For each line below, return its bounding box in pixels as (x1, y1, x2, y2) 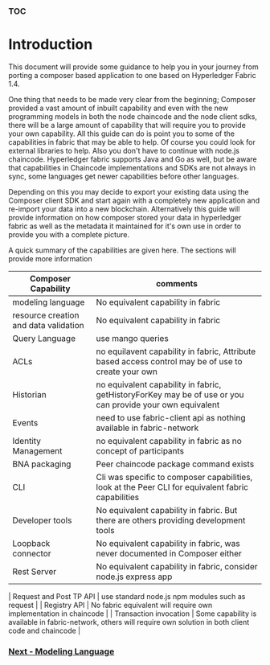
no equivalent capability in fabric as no (96, 435, 243, 446)
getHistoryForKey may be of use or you (96, 388, 244, 400)
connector (12, 548, 51, 559)
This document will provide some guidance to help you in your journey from (8, 62, 259, 72)
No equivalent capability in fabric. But (96, 504, 238, 515)
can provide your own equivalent (96, 399, 220, 410)
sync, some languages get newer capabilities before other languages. (8, 171, 239, 181)
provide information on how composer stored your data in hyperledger (8, 212, 242, 222)
